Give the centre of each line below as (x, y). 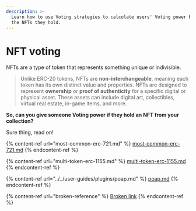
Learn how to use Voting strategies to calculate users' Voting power (99, 17)
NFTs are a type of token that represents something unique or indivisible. (94, 67)
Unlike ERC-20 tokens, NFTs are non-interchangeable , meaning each (104, 79)
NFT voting (34, 51)
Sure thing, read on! (30, 133)
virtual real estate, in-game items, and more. (73, 103)
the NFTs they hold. (36, 22)
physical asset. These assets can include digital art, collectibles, (97, 98)
